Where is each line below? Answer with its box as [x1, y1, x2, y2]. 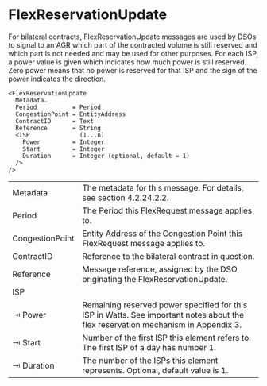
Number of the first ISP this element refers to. [82, 332, 252, 343]
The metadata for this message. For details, [82, 182, 244, 193]
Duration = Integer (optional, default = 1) [22, 152, 191, 160]
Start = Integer [22, 145, 105, 152]
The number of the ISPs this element [82, 355, 219, 366]
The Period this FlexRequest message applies [82, 205, 253, 216]
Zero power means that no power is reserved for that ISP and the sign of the [8, 65, 257, 75]
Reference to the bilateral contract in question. [82, 250, 255, 261]
